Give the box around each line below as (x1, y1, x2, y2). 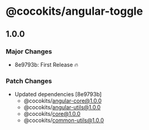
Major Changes (5, 47, 53, 56)
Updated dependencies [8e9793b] (14, 91, 102, 98)
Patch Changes (5, 77, 53, 85)
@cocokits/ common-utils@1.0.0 (23, 117, 104, 124)
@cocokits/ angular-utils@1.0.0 (23, 104, 101, 111)
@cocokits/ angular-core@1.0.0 (23, 97, 102, 105)
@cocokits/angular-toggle (5, 4, 144, 18)
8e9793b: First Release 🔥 (14, 61, 79, 68)
